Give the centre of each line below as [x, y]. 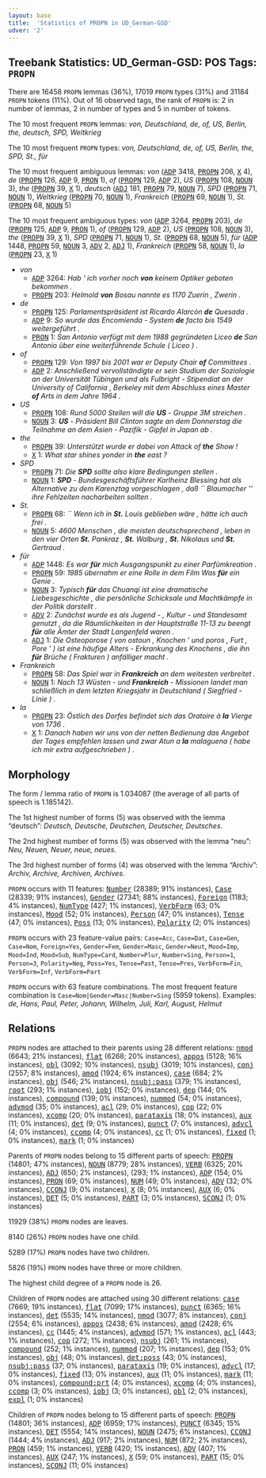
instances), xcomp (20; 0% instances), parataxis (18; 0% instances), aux [130, 1115]
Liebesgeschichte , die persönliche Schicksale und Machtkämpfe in [142, 598]
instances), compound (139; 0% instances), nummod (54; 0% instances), [125, 1098]
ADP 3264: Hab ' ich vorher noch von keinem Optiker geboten [132, 278]
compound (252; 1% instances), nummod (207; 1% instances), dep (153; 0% [129, 1349]
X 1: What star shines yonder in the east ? [99, 455]
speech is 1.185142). [41, 802]
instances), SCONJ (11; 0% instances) [68, 1465]
